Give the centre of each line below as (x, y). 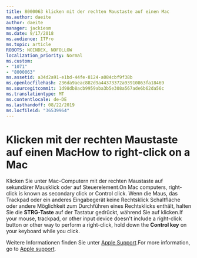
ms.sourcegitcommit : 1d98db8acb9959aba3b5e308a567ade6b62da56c (85, 89)
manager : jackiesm (29, 28)
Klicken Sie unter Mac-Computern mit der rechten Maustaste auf (85, 181)
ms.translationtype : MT (35, 94)
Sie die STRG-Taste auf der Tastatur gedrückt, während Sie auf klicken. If (95, 213)
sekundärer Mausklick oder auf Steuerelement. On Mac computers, (87, 187)
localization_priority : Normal (44, 55)
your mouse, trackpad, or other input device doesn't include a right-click (94, 218)
